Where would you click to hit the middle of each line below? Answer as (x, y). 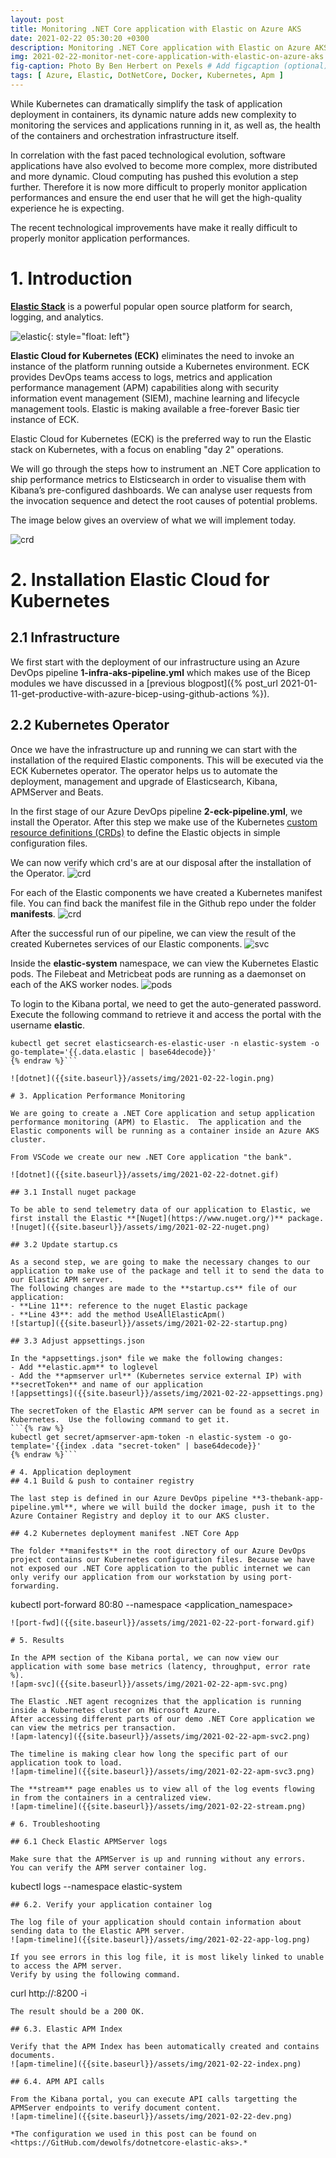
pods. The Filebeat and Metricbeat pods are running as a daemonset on (158, 973)
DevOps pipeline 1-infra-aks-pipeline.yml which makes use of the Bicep (160, 672)
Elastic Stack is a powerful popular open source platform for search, (151, 306)
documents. (33, 2055)
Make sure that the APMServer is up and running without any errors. (158, 1859)
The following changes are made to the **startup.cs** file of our (154, 1288)
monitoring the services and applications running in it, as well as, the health (166, 125)
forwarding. (35, 1586)
